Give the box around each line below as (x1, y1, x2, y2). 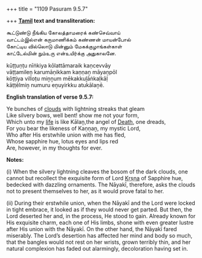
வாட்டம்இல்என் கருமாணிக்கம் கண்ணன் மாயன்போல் (6, 36, 132, 43)
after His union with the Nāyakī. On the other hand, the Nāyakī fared (6, 226, 178, 232)
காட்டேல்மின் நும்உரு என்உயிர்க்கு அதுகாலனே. (6, 50, 116, 57)
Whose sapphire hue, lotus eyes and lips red (6, 138, 118, 145)
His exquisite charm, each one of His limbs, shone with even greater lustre (6, 219, 194, 226)
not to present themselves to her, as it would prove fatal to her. (6, 188, 164, 195)
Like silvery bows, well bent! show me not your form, (6, 112, 140, 119)
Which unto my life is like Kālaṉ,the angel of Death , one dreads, (6, 118, 166, 125)
